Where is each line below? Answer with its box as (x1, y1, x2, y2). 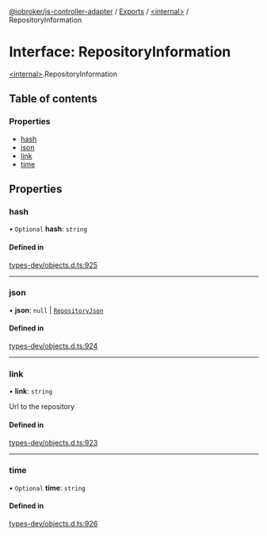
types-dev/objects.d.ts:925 (9, 260, 98, 269)
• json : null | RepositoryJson (9, 305, 104, 314)
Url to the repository (9, 402, 75, 411)
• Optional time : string (9, 483, 86, 492)
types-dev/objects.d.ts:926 (9, 519, 98, 529)
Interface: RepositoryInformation (9, 43, 231, 61)
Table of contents (9, 92, 97, 106)
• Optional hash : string (9, 224, 88, 233)
